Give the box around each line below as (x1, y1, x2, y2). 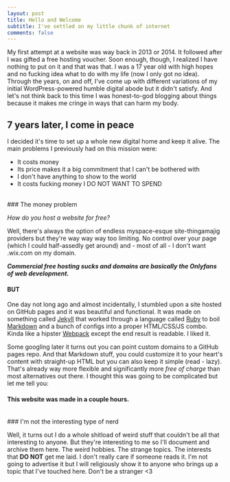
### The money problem (7, 200, 78, 209)
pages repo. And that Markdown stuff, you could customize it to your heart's (7, 350, 223, 358)
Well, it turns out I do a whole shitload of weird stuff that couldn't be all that (7, 431, 220, 439)
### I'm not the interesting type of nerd (7, 417, 119, 426)
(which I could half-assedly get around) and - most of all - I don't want (7, 242, 206, 250)
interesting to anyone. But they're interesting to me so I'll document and (7, 438, 209, 446)
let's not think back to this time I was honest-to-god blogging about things (7, 92, 218, 100)
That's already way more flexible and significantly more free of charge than (7, 365, 220, 373)
